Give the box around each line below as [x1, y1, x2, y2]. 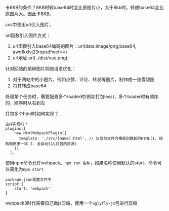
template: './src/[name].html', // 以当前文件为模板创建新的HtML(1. [18, 136, 157, 141]
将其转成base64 [12, 83, 47, 89]
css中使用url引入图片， [5, 22, 54, 27]
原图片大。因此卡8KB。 [5, 11, 54, 17]
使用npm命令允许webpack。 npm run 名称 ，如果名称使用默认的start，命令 [5, 160, 158, 166]
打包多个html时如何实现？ [5, 111, 59, 117]
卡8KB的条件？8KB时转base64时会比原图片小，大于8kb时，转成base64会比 [5, 5, 164, 10]
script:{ [5, 182, 24, 187]
